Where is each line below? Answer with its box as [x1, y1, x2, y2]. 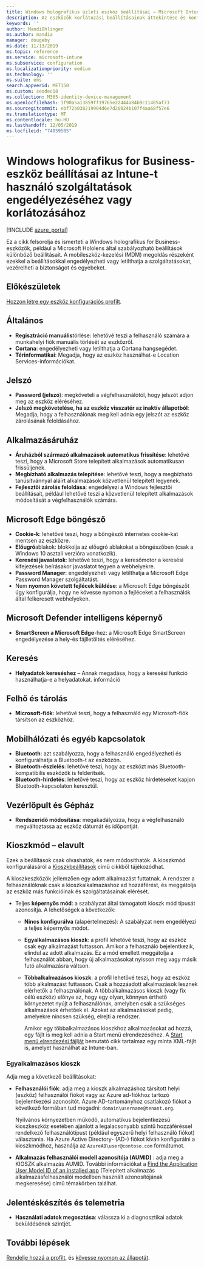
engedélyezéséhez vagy [6, 193, 132, 207]
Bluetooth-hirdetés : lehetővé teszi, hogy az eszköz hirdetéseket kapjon [15, 776, 195, 783]
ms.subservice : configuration [6, 60, 83, 66]
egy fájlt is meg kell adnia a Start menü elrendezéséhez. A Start [24, 1031, 183, 1038]
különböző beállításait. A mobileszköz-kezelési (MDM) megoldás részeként [6, 251, 194, 258]
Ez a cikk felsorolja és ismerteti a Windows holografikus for [6, 238, 154, 245]
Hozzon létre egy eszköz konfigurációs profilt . [6, 298, 122, 305]
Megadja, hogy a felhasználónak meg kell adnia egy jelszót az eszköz [15, 411, 189, 418]
